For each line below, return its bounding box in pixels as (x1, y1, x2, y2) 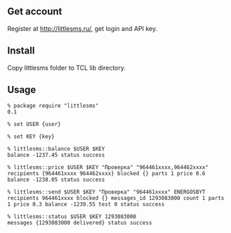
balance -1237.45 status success (7, 151, 105, 159)
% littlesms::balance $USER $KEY (7, 146, 105, 153)
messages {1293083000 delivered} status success (7, 220, 152, 227)
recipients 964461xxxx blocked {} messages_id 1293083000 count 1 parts (7, 195, 225, 202)
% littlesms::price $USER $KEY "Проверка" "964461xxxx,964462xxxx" (7, 164, 209, 171)
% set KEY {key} (7, 133, 55, 140)
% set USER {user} (7, 121, 61, 128)
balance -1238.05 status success (7, 176, 105, 184)
